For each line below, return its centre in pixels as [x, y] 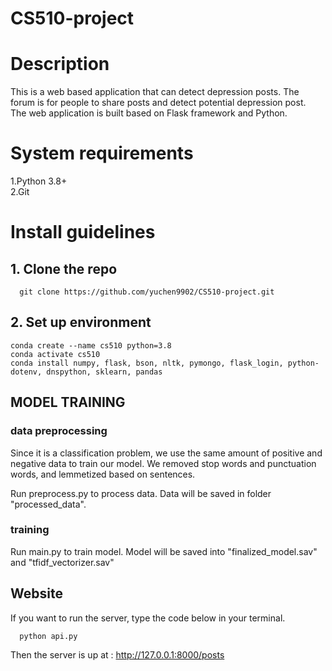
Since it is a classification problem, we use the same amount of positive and [166, 453]
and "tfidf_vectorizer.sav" [62, 562]
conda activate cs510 [55, 354]
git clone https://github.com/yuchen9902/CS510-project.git [147, 292]
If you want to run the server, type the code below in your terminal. [148, 618]
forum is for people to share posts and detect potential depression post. [158, 103]
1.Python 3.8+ [39, 181]
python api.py [48, 636]
